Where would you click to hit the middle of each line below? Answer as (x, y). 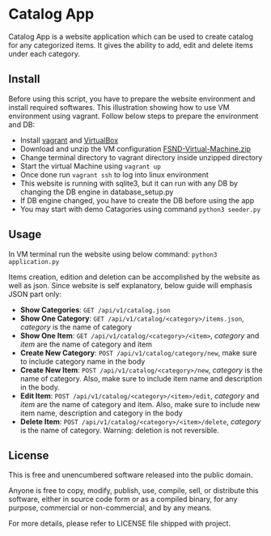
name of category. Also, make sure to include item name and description (141, 378)
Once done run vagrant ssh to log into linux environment (114, 174)
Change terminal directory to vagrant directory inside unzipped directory (141, 157)
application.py (34, 262)
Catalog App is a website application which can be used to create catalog (131, 36)
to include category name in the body (83, 361)
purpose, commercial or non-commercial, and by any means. (110, 508)
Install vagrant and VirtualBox (69, 140)
